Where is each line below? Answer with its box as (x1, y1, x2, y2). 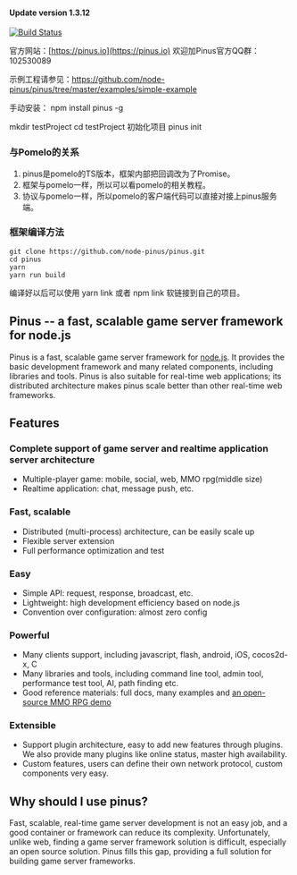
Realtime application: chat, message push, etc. (21, 483, 194, 494)
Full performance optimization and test (21, 545, 165, 556)
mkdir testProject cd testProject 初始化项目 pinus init (9, 122, 202, 132)
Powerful (9, 629, 50, 641)
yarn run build (9, 270, 66, 279)
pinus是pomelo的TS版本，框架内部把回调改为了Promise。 (21, 168, 235, 179)
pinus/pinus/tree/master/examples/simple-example (9, 84, 198, 95)
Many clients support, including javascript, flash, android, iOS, (21, 650, 251, 660)
